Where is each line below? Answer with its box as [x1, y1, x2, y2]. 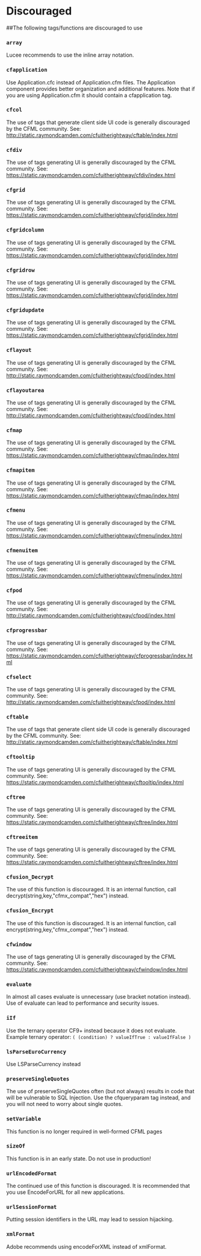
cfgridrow [6, 266, 35, 274]
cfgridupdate [6, 306, 45, 313]
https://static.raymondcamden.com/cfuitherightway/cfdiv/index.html [6, 172, 176, 179]
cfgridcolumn [6, 227, 45, 233]
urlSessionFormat [6, 1204, 57, 1211]
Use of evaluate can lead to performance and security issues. [6, 999, 159, 1007]
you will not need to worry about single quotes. [6, 1101, 123, 1108]
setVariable [6, 1116, 42, 1122]
